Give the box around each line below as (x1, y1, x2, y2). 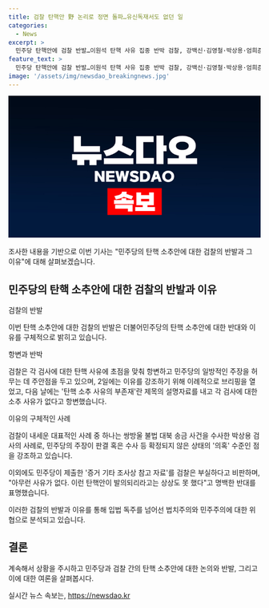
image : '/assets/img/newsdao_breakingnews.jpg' (8, 72, 171, 80)
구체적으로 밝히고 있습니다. (22, 333, 107, 343)
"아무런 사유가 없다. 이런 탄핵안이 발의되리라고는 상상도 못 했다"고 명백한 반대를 (8, 478, 256, 488)
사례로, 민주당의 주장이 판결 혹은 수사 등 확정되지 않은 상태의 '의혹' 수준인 (22, 441, 251, 451)
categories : (8, 21, 48, 30)
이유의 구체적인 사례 (8, 414, 70, 424)
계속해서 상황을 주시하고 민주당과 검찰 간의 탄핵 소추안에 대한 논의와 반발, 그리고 (8, 563, 259, 573)
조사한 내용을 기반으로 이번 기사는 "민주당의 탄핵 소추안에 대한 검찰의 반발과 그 (8, 247, 253, 257)
